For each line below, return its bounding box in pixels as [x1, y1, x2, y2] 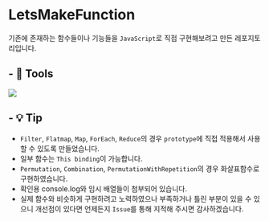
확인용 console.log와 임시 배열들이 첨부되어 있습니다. [19, 183, 187, 194]
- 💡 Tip [8, 111, 43, 125]
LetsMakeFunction [8, 6, 136, 24]
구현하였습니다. [19, 174, 68, 183]
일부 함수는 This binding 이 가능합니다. [19, 153, 143, 163]
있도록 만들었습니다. [37, 143, 100, 153]
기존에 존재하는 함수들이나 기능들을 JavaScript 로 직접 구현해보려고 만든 [8, 33, 233, 43]
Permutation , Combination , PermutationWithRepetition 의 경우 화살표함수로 [19, 163, 260, 174]
